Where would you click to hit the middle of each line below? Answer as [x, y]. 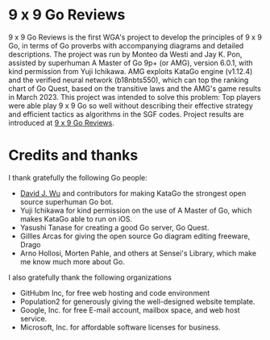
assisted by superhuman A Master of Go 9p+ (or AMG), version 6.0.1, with [131, 63]
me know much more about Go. [72, 261]
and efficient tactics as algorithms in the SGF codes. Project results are [126, 114]
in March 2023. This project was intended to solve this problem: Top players [135, 97]
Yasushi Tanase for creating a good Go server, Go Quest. [114, 227]
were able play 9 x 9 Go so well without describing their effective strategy [131, 106]
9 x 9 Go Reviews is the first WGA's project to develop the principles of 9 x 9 [135, 37]
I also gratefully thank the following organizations [90, 277]
